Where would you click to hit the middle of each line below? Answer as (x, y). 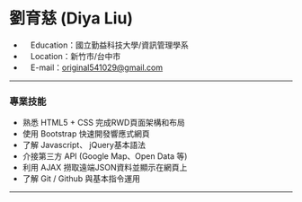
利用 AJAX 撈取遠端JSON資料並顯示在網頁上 (105, 168)
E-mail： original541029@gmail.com (97, 67)
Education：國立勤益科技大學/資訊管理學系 (109, 45)
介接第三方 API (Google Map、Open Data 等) (105, 156)
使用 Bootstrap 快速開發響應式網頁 (86, 134)
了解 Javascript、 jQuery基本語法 (84, 145)
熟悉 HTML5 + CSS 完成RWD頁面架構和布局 (104, 123)
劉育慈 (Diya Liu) (71, 18)
